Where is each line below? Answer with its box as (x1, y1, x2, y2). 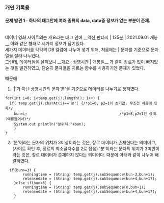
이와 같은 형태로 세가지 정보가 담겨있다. (10, 41, 85, 47)
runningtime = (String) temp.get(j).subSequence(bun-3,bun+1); (23, 172, 155, 177)
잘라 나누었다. (14, 53, 41, 59)
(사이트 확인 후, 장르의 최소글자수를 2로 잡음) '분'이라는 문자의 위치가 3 (12, 146, 148, 152)
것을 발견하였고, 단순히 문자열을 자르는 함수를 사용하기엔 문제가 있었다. (10, 65, 145, 71)
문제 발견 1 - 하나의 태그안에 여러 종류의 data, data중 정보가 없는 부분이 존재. (5, 17, 151, 23)
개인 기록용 (5, 4, 30, 11)
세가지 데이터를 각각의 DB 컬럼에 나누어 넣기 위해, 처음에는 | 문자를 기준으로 (5, 47, 150, 52)
